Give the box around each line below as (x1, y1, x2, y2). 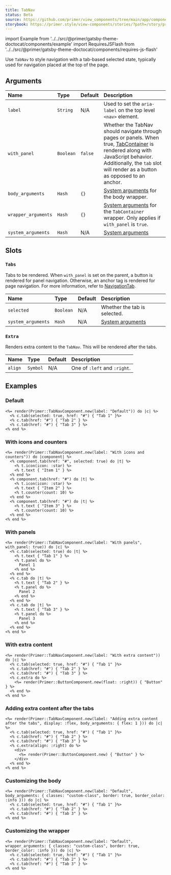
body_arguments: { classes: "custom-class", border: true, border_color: (5, 793, 165, 799)
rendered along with (103, 147, 152, 154)
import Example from (5, 36, 49, 42)
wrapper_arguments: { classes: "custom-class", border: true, (5, 843, 140, 848)
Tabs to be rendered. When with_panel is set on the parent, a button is (5, 272, 153, 278)
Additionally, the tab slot (103, 160, 162, 167)
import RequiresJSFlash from (73, 41, 135, 47)
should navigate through (103, 128, 162, 135)
